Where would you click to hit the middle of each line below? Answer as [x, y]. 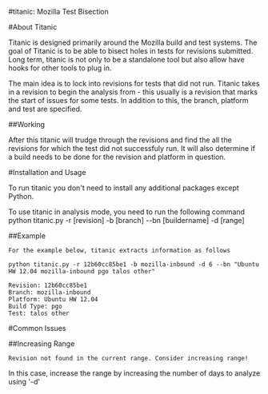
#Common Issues [37, 328]
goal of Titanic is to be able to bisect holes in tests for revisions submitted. [131, 51]
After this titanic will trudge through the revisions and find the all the [120, 140]
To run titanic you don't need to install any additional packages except [124, 188]
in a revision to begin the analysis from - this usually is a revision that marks [133, 92]
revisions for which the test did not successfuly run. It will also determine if [132, 148]
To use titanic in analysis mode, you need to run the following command [127, 212]
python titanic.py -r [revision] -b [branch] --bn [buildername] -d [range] [127, 220]
